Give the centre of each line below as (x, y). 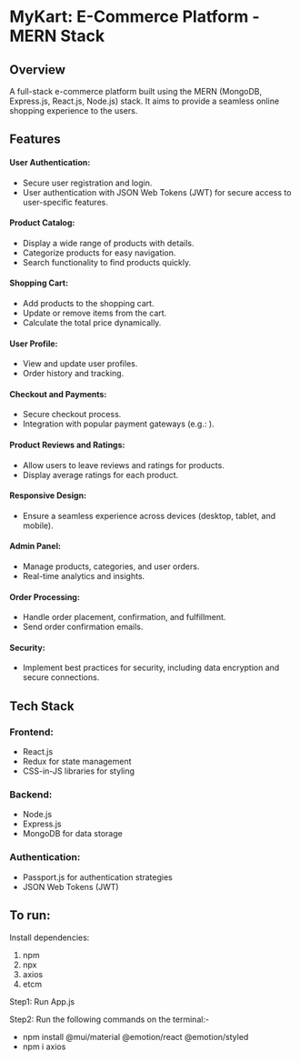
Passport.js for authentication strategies (97, 877)
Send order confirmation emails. (83, 627)
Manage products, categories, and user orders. (111, 566)
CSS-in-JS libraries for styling (78, 771)
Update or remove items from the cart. (95, 313)
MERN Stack (57, 36)
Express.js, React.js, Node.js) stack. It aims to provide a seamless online (145, 101)
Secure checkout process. (72, 415)
